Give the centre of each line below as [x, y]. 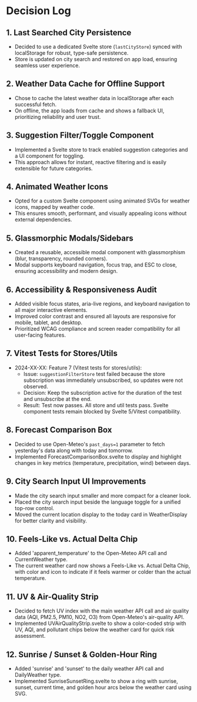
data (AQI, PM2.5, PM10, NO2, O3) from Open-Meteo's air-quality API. [99, 617]
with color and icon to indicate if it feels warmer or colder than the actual [103, 572]
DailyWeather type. [38, 674]
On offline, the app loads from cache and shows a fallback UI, [89, 111]
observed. [36, 386]
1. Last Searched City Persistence [69, 33]
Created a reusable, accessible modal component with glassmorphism [100, 252]
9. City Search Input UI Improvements [76, 482]
